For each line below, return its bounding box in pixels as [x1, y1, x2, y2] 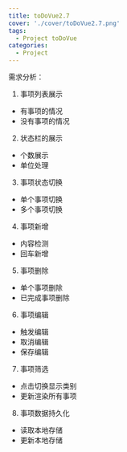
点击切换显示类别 [19, 381, 77, 390]
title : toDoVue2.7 [8, 11, 70, 20]
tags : [8, 26, 27, 35]
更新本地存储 [19, 435, 63, 445]
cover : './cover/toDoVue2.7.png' [8, 19, 121, 27]
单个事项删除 [19, 283, 63, 292]
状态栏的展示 [19, 133, 63, 143]
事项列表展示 [19, 89, 63, 99]
